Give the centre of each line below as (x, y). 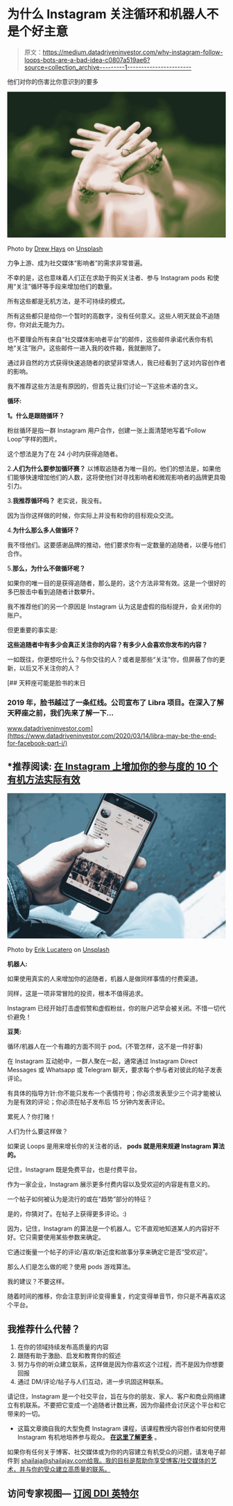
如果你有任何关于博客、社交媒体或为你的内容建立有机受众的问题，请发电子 (113, 1452)
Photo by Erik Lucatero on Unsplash (58, 950)
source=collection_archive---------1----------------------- (108, 67)
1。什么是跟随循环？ (36, 415)
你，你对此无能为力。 (37, 324)
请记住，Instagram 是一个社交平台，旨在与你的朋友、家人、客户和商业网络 (113, 1396)
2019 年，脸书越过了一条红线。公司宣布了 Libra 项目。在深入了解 (115, 702)
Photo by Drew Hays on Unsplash (55, 248)
